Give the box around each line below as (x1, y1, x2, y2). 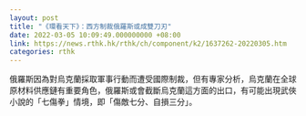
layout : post (9, 13, 59, 23)
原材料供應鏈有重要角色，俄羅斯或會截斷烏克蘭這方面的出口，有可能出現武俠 (9, 85, 297, 96)
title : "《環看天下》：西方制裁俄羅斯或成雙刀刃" (9, 22, 172, 31)
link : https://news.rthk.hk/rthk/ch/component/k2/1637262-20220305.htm (9, 38, 287, 48)
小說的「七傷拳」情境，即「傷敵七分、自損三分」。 (9, 97, 198, 108)
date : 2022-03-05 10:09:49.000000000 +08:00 (9, 30, 181, 39)
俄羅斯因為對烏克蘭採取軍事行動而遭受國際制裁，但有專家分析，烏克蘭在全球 (9, 74, 297, 85)
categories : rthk (9, 47, 76, 57)
